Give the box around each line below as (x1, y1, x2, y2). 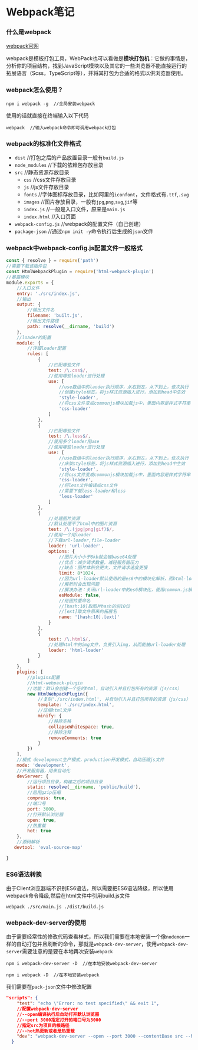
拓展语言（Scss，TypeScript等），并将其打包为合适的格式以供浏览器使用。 (6, 70, 187, 77)
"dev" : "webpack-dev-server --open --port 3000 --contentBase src (16, 1033, 183, 1039)
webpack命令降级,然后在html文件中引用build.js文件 (6, 892, 130, 900)
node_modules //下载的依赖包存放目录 (14, 162, 104, 169)
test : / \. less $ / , (48, 433, 91, 439)
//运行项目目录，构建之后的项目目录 (27, 779, 103, 785)
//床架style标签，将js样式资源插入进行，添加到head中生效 (58, 461, 186, 467)
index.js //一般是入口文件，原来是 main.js (23, 206, 126, 213)
